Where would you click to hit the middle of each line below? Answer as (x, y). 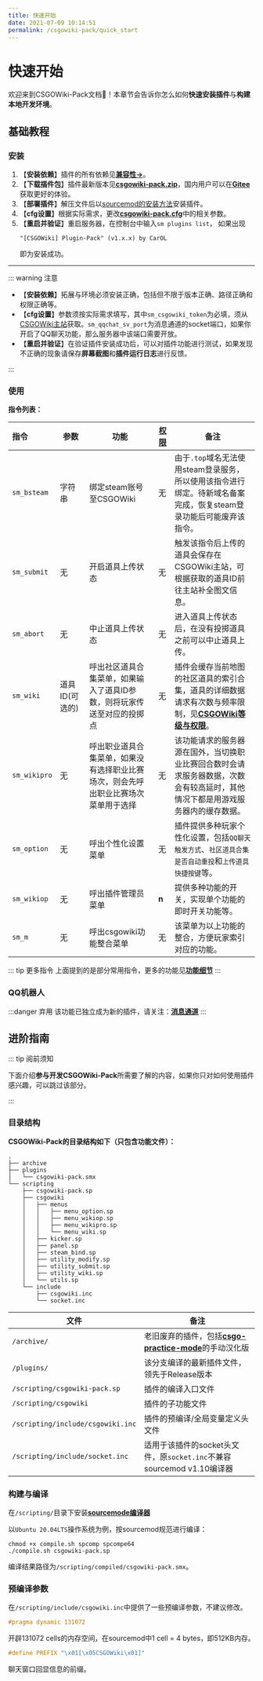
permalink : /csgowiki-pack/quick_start (73, 30)
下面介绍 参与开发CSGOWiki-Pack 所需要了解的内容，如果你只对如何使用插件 (131, 1076)
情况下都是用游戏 (206, 799)
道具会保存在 (198, 555)
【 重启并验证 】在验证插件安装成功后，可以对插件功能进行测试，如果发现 (136, 344)
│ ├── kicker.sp (52, 1239)
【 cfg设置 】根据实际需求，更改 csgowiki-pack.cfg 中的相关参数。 (125, 214)
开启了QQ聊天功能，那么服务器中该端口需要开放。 (100, 334)
